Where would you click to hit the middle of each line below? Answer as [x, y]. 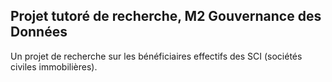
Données [39, 32]
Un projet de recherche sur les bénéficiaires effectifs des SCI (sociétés [156, 56]
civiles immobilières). [54, 66]
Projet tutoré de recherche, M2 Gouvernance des [166, 16]
